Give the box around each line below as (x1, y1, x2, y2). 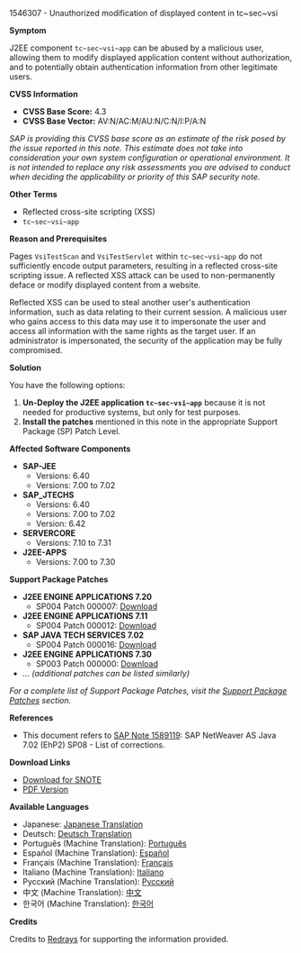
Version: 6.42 (35, 518, 86, 529)
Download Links (9, 757, 71, 767)
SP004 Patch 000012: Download (35, 621, 157, 631)
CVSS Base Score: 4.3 (22, 106, 107, 116)
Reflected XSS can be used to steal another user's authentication (9, 297, 251, 307)
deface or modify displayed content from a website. (9, 279, 201, 290)
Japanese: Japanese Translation (22, 819, 144, 830)
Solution (9, 362, 42, 373)
